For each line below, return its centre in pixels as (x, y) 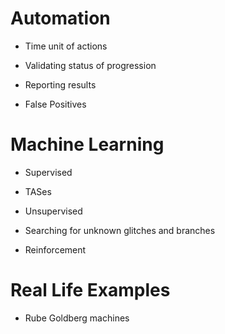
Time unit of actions (66, 46)
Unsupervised (53, 211)
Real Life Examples (90, 290)
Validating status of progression (90, 65)
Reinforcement (55, 249)
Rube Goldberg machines (77, 318)
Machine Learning (87, 144)
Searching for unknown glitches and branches (120, 230)
